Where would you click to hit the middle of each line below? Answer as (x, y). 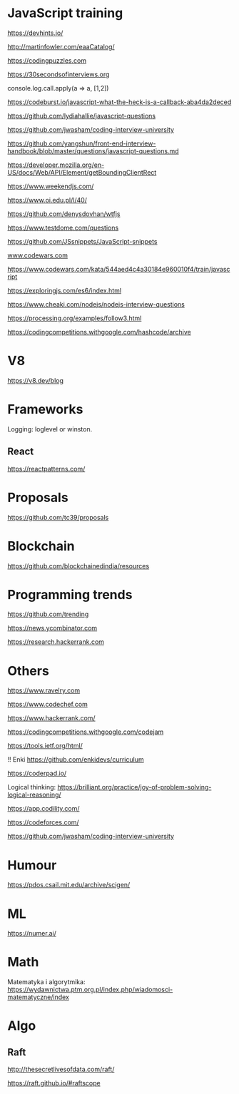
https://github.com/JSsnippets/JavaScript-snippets (82, 241)
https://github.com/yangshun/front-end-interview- (82, 143)
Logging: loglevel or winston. (50, 429)
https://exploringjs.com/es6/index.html (65, 290)
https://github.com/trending (48, 614)
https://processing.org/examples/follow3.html (75, 318)
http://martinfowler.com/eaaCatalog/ (61, 46)
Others (29, 671)
